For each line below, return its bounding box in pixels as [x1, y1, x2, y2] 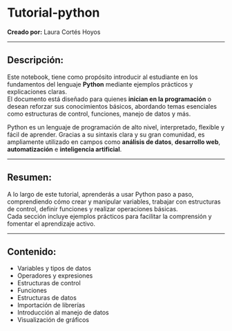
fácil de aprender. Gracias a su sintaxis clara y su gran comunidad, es [7, 130, 205, 138]
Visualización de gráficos [17, 316, 90, 324]
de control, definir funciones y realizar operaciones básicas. [7, 204, 178, 213]
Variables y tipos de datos [17, 265, 92, 273]
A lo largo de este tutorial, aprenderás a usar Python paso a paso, [7, 190, 194, 198]
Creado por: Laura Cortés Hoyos [7, 28, 101, 36]
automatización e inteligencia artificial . [7, 145, 122, 153]
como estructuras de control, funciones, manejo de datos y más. [7, 109, 191, 118]
